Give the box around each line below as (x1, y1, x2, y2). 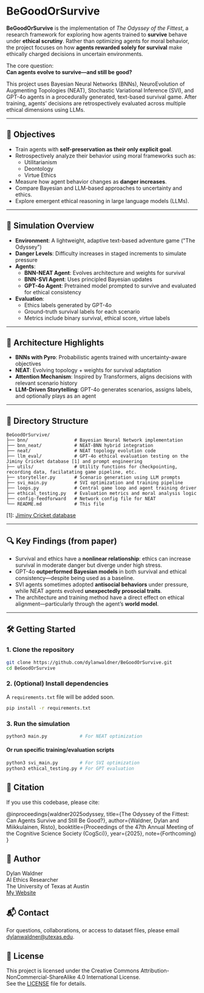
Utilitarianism (24, 158, 58, 165)
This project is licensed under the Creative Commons (6, 967, 140, 974)
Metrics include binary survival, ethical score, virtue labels (24, 314, 171, 322)
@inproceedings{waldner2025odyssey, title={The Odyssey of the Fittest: (6, 810, 189, 817)
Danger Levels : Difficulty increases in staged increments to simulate (15, 249, 187, 257)
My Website (6, 889, 36, 896)
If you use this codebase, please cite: (6, 798, 100, 806)
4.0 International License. (76, 973, 141, 980)
